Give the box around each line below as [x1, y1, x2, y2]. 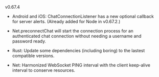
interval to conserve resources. [12, 67, 75, 73]
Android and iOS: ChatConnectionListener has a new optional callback [12, 14, 154, 19]
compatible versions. [12, 53, 55, 59]
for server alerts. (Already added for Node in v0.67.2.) [12, 19, 121, 24]
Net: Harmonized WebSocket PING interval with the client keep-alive [12, 62, 151, 68]
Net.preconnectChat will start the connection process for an [12, 28, 134, 33]
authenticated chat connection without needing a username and [12, 33, 142, 39]
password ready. [12, 38, 46, 44]
